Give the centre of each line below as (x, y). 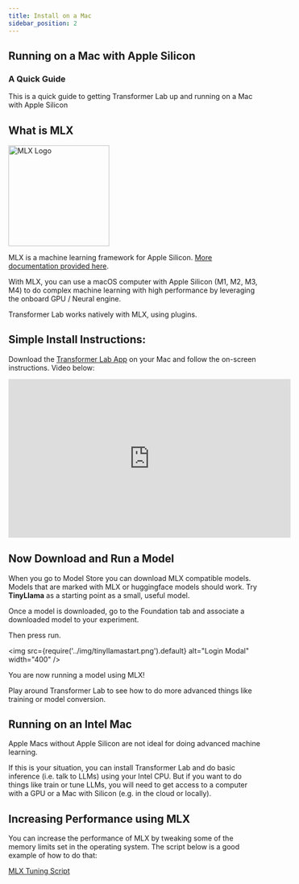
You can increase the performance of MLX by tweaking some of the (121, 838)
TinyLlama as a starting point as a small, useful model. (99, 595)
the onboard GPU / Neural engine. (65, 299)
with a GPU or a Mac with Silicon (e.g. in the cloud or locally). (110, 794)
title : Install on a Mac (50, 16)
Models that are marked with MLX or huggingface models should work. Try (133, 587)
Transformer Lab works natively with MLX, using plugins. (103, 314)
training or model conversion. (57, 699)
